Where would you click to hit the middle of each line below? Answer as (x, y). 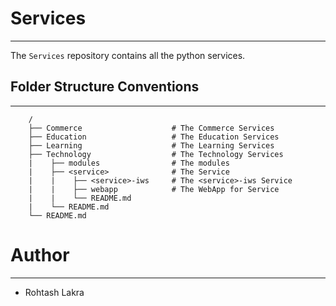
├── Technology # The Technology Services (156, 154)
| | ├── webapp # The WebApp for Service (154, 189)
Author (40, 254)
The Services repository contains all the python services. (128, 55)
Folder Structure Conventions (105, 87)
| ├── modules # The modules (129, 163)
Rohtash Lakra (54, 292)
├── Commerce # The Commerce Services (151, 128)
